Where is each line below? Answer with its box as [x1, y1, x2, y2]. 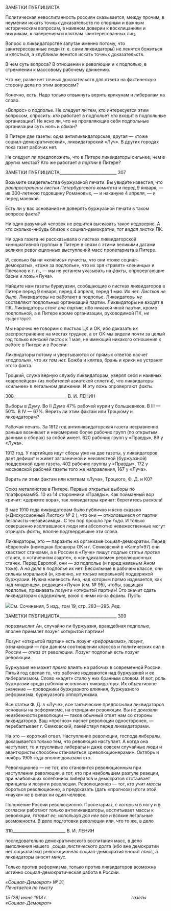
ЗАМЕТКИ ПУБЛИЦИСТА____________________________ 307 [5, 170, 126, 175]
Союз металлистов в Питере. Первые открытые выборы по [5, 486, 135, 492]
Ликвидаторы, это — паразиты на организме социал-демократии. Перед [5, 538, 166, 544]
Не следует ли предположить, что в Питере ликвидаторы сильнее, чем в [5, 154, 165, 160]
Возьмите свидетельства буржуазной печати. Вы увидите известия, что [5, 179, 163, 185]
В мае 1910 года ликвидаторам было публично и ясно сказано [5, 507, 141, 513]
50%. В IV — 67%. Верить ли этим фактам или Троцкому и [5, 409, 133, 414]
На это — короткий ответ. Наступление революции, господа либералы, [5, 733, 162, 739]
